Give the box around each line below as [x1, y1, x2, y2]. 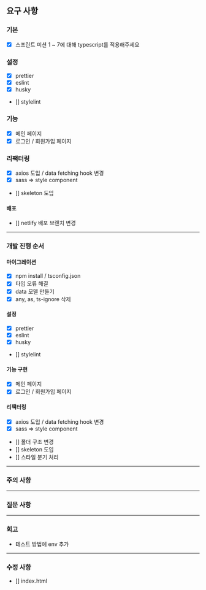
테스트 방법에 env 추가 [15, 540, 69, 548]
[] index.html [15, 577, 48, 584]
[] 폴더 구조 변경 [15, 438, 54, 445]
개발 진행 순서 [6, 242, 45, 250]
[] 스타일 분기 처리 [15, 453, 59, 461]
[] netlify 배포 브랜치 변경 [15, 220, 76, 227]
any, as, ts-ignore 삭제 [15, 295, 71, 302]
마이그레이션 [6, 258, 37, 266]
